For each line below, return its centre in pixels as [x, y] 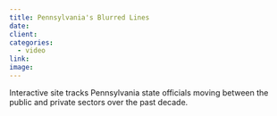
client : [24, 34]
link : [19, 59]
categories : [31, 42]
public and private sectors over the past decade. [99, 102]
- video [32, 51]
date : [19, 26]
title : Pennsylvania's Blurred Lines [80, 17]
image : [21, 68]
